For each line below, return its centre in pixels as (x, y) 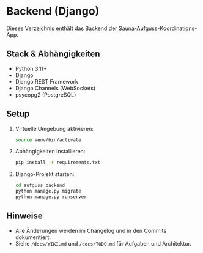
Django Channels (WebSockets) (55, 88)
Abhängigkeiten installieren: (50, 152)
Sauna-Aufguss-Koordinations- (158, 28)
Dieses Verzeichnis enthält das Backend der (62, 28)
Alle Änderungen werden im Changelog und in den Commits (91, 230)
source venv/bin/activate (48, 140)
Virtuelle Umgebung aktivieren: (54, 128)
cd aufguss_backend (40, 185)
